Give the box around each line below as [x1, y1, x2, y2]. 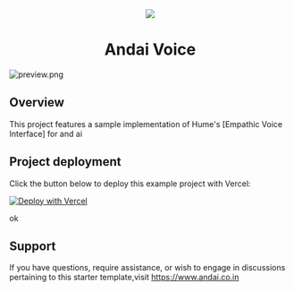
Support [9, 238, 56, 253]
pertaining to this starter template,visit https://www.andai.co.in [9, 272, 239, 283]
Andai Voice [104, 39, 197, 60]
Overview [9, 95, 65, 110]
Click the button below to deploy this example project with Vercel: [9, 178, 251, 189]
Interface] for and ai [9, 128, 83, 139]
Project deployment [9, 154, 122, 169]
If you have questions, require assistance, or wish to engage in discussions [9, 262, 286, 273]
